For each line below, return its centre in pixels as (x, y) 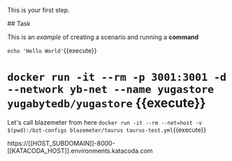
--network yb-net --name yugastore (111, 90)
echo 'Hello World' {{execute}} (52, 51)
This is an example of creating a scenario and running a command (103, 37)
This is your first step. (38, 10)
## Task (19, 23)
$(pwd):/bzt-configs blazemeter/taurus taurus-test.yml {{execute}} (107, 130)
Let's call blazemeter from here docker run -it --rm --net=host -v (105, 122)
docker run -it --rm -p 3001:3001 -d (117, 78)
